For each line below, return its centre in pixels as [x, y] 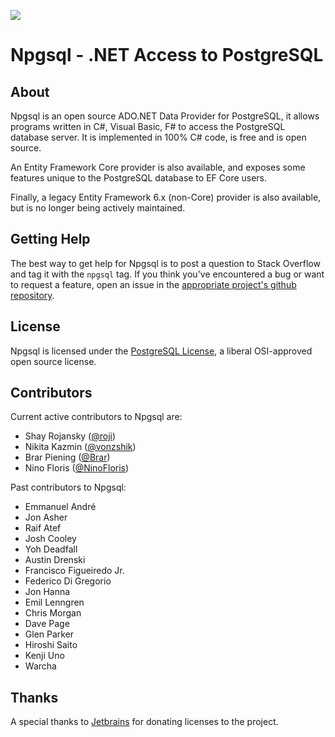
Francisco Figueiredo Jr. [74, 571]
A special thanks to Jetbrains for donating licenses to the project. [144, 722]
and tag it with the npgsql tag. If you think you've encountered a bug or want [167, 274]
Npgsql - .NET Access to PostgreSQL [167, 55]
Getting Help [50, 239]
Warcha [40, 666]
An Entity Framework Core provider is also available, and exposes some [158, 167]
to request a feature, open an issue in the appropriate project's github [153, 284]
